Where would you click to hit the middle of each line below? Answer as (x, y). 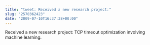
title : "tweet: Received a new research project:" (58, 9)
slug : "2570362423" (25, 14)
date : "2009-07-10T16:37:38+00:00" (42, 18)
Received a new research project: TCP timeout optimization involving (75, 32)
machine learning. (23, 37)
